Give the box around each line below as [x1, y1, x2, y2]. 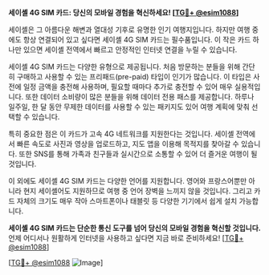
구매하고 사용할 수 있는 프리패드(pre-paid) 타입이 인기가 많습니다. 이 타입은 [16, 72, 251, 81]
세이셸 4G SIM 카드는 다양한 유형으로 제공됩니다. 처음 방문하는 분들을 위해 [8, 62, 241, 71]
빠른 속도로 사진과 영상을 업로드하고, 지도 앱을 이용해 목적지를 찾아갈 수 [16, 140, 239, 148]
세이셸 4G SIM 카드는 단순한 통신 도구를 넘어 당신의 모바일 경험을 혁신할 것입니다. [8, 224, 261, 233]
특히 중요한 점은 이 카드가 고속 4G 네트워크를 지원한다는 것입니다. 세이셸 [8, 129, 234, 139]
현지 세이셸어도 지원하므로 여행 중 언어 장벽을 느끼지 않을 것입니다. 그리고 [22, 186, 253, 196]
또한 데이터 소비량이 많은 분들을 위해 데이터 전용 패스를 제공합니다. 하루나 [25, 92, 255, 101]
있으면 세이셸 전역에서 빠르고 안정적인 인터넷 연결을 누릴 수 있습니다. [22, 45, 238, 55]
